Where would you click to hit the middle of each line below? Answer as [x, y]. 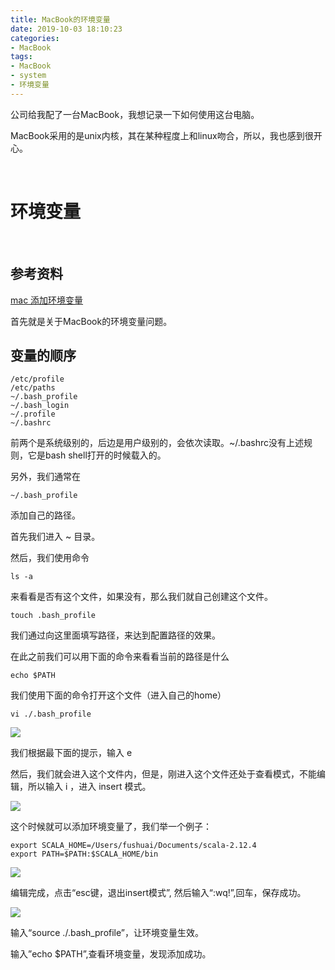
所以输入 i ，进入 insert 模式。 [89, 787]
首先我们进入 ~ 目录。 [55, 537]
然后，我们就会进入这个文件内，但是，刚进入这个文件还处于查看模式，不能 [163, 774]
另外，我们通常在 [45, 477]
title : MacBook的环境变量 [60, 19]
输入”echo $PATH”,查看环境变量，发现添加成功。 [111, 954]
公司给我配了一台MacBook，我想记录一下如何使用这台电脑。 [135, 114]
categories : [35, 38]
